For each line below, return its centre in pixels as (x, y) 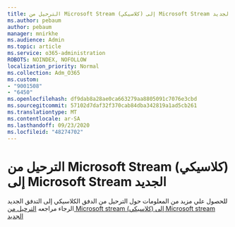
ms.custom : (23, 79)
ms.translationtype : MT (42, 112)
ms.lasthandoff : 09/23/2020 (49, 125)
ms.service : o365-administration (56, 54)
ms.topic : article (34, 47)
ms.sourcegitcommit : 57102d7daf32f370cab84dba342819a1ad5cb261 (102, 106)
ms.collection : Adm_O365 (44, 73)
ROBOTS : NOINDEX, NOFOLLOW (47, 60)
